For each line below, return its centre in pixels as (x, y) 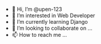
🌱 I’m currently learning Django (50, 22)
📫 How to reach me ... (39, 35)
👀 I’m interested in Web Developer (53, 15)
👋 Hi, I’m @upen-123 (37, 9)
